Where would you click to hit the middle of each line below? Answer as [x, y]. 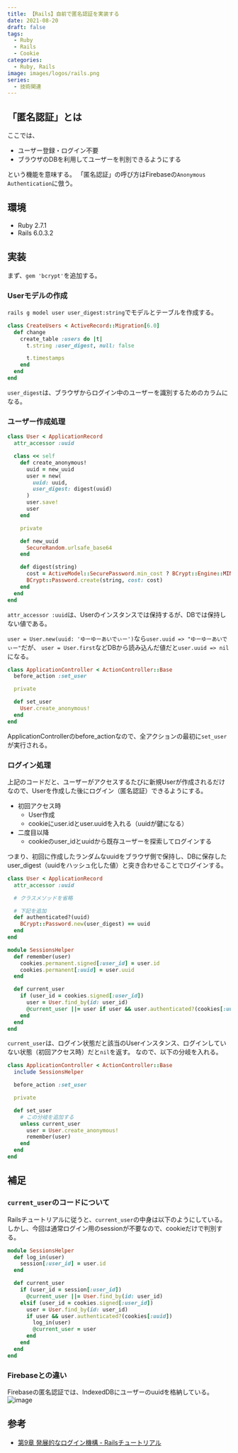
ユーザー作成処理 [36, 421]
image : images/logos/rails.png [53, 73]
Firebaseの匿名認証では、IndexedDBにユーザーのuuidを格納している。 [110, 1392]
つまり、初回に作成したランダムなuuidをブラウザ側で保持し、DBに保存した [117, 856]
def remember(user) [42, 956]
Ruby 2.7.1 [32, 225]
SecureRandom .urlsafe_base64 [69, 548]
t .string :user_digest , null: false [80, 346]
